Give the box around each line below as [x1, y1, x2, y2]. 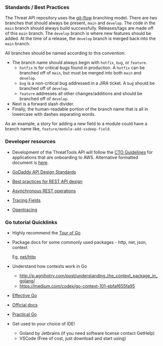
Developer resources [5, 138, 56, 145]
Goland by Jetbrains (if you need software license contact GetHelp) [19, 330, 155, 336]
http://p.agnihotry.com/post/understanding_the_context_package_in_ [19, 273, 158, 278]
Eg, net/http [12, 254, 36, 259]
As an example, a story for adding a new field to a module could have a [5, 121, 147, 127]
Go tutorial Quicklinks [5, 219, 57, 225]
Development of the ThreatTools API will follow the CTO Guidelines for [12, 149, 153, 155]
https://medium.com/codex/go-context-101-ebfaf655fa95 [19, 283, 135, 289]
